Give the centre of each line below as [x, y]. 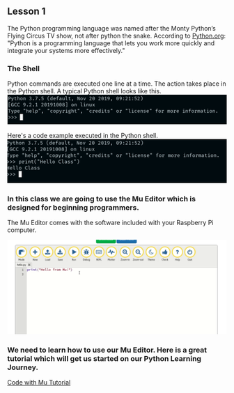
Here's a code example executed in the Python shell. [83, 135]
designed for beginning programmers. [73, 207]
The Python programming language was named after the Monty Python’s [111, 28]
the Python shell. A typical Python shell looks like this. [84, 91]
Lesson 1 [26, 11]
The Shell [24, 68]
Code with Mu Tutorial [39, 383]
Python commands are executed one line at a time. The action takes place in [117, 84]
